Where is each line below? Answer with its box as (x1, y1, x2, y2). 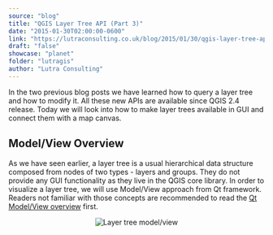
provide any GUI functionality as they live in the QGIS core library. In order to (8, 176, 265, 185)
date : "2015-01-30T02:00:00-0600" (8, 27, 126, 35)
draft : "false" (8, 42, 60, 50)
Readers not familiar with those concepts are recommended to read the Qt (8, 193, 258, 202)
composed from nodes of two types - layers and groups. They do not (8, 167, 240, 176)
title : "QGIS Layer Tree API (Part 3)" (8, 20, 144, 28)
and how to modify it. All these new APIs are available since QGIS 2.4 (8, 95, 240, 106)
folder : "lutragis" (8, 58, 75, 66)
